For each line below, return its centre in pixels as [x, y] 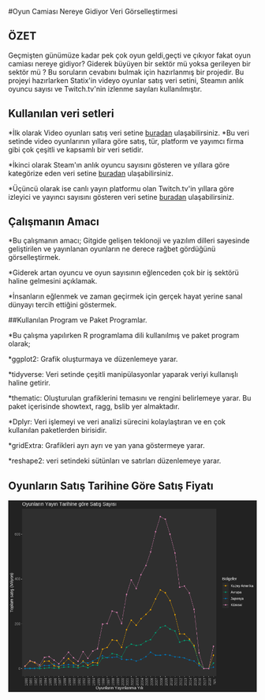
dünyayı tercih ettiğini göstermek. [62, 305]
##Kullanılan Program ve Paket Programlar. [78, 320]
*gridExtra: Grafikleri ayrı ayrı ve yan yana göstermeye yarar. [106, 446]
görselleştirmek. [34, 258]
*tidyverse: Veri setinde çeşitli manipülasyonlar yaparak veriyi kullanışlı [123, 374]
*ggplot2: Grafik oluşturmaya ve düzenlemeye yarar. [93, 359]
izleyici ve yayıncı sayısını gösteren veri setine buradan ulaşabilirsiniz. [121, 197]
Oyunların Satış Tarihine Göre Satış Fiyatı [111, 485]
